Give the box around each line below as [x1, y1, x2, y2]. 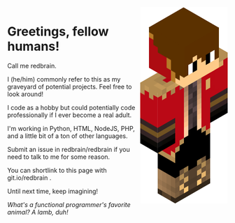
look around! [7, 90, 44, 98]
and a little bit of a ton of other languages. [7, 132, 128, 140]
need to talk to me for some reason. [7, 153, 111, 161]
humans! [7, 38, 60, 54]
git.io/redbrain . [7, 174, 52, 182]
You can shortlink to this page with [7, 166, 107, 174]
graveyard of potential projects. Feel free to [7, 82, 132, 91]
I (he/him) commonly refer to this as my [7, 75, 121, 83]
